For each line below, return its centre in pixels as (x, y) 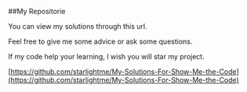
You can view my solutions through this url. (78, 26)
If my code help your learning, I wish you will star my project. (107, 57)
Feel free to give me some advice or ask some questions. (100, 41)
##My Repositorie (37, 11)
